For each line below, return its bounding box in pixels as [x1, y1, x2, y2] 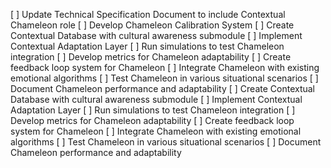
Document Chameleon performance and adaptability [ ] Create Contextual [10, 83, 315, 94]
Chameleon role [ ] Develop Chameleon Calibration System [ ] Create [10, 19, 295, 31]
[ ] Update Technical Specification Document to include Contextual [10, 9, 286, 20]
